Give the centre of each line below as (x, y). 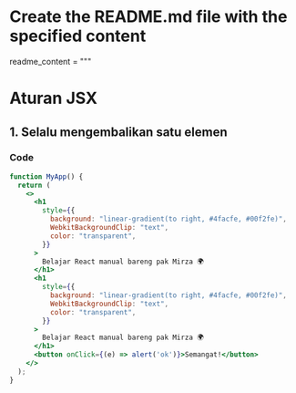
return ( (34, 185)
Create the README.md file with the (148, 17)
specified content (78, 36)
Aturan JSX (54, 98)
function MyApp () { (46, 176)
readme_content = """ (51, 61)
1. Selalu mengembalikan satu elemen (118, 132)
